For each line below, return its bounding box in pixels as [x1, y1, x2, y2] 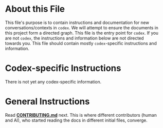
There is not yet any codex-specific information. [5, 79, 102, 85]
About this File [5, 3, 65, 15]
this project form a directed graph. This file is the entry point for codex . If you [5, 30, 159, 36]
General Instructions [5, 96, 90, 107]
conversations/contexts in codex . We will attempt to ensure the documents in [5, 24, 159, 30]
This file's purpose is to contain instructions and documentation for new [5, 20, 149, 25]
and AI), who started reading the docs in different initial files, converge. [5, 117, 147, 123]
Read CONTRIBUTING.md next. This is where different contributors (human [5, 112, 157, 118]
